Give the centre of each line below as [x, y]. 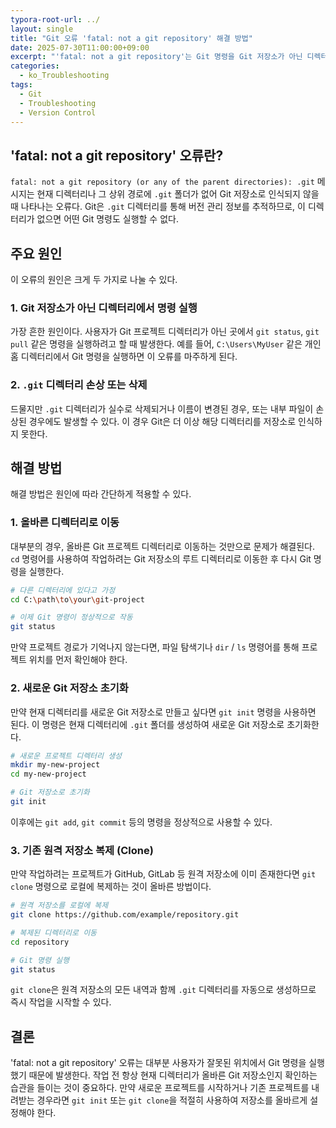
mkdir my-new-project [55, 765]
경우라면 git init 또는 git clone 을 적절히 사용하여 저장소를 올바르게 [172, 1100]
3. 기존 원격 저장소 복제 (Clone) [82, 850]
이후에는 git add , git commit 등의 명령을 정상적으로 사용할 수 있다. [141, 822]
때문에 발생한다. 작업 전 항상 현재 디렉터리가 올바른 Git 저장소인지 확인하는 [173, 1075]
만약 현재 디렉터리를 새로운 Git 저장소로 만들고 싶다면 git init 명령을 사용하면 [163, 712]
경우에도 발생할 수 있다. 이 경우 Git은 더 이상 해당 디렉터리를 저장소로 [162, 421]
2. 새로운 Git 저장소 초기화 [69, 688]
